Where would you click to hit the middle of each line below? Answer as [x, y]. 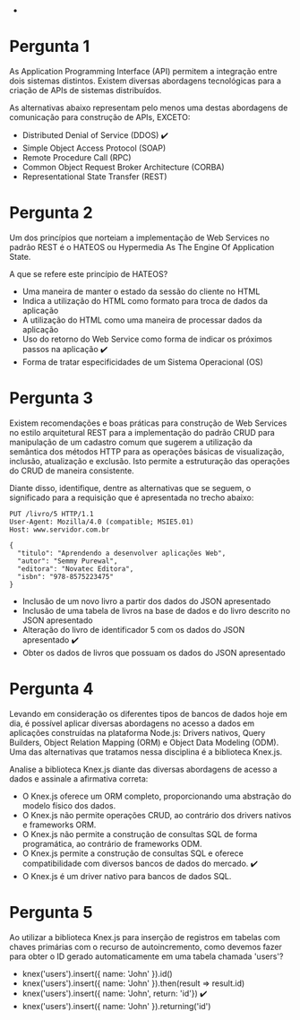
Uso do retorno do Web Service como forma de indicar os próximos [147, 339]
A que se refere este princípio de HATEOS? [89, 273]
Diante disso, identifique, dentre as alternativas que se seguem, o [130, 488]
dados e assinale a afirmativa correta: [79, 778]
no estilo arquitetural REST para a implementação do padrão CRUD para [142, 432]
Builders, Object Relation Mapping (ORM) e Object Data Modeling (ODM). [144, 742]
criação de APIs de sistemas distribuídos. [86, 90]
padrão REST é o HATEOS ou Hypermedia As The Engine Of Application [142, 246]
